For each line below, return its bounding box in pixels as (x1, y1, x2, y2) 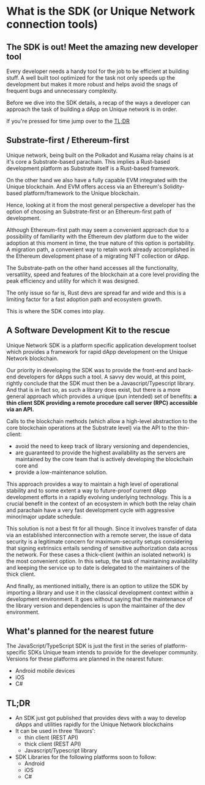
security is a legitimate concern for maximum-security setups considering (6, 538, 193, 545)
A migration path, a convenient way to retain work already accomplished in (6, 245, 195, 253)
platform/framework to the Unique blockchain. (23, 189, 140, 197)
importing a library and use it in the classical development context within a (6, 589, 194, 596)
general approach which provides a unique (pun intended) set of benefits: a (6, 392, 197, 400)
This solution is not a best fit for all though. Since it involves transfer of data (6, 524, 197, 532)
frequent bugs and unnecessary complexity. (6, 87, 118, 94)
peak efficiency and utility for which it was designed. (6, 277, 140, 285)
